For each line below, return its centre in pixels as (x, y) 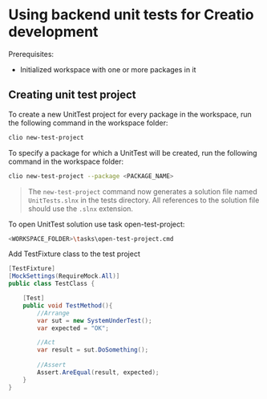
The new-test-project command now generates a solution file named (143, 191)
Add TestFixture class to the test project (74, 254)
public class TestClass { (51, 284)
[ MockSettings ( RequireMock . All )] (64, 276)
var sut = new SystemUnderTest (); (95, 320)
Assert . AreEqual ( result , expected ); (98, 372)
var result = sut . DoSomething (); (93, 350)
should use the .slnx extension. (81, 208)
